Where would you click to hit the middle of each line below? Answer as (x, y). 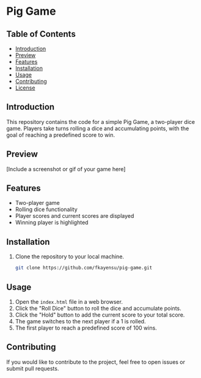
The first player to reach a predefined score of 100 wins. (86, 328)
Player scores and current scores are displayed (75, 216)
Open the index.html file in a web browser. (69, 301)
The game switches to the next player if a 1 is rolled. (80, 321)
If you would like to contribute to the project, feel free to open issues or (96, 362)
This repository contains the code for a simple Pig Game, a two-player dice (101, 121)
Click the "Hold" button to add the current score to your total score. (100, 315)
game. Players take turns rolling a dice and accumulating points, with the (98, 128)
